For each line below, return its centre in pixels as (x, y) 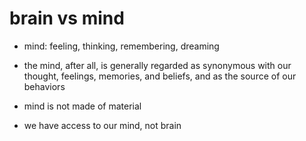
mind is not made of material (82, 106)
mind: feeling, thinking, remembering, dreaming (121, 46)
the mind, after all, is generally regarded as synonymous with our (157, 65)
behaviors (44, 86)
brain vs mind (67, 18)
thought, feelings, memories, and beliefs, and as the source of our (160, 76)
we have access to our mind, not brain (102, 125)
